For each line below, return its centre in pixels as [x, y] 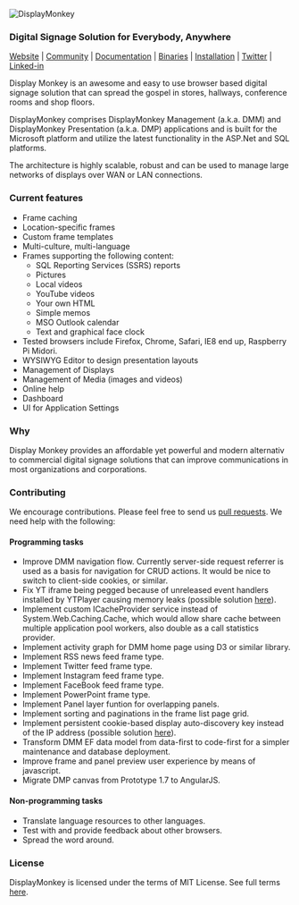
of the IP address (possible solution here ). [99, 732]
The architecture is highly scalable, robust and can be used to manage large [149, 165]
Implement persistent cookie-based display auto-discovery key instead [153, 723]
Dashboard [43, 398]
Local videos [59, 284]
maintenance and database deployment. [96, 752]
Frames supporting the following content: [98, 256]
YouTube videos [65, 293]
